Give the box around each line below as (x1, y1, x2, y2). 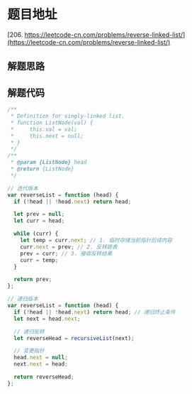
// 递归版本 (7, 295, 39, 302)
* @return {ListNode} (10, 165, 74, 173)
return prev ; (13, 276, 52, 283)
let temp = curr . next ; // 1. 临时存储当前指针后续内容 (20, 237, 172, 244)
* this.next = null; (10, 132, 84, 139)
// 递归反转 (13, 328, 45, 335)
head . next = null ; (13, 354, 69, 361)
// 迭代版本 (7, 185, 39, 192)
